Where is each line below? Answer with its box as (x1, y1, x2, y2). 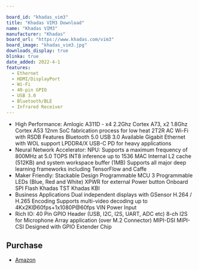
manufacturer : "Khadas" (6, 31, 66, 37)
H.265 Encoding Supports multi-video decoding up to (14, 197, 148, 204)
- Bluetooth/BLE (11, 98, 52, 104)
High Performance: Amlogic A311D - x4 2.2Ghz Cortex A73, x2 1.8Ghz (14, 120, 188, 127)
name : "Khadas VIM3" (6, 25, 58, 31)
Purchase (6, 241, 43, 251)
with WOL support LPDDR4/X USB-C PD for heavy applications (14, 139, 171, 147)
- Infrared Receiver (11, 104, 63, 110)
